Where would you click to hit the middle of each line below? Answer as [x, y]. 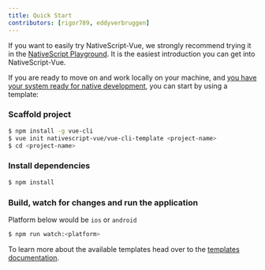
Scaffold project [40, 114]
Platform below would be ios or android [73, 219]
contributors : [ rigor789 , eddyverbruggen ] [79, 23]
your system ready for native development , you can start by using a [118, 86]
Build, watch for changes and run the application [103, 202]
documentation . [34, 257]
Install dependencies [49, 166]
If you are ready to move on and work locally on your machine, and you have [132, 77]
